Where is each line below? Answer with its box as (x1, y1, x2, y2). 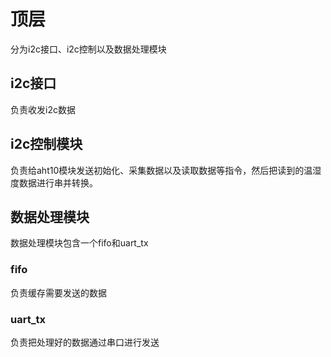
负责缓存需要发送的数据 (10, 286, 107, 299)
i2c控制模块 (10, 136, 83, 153)
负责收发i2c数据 (10, 103, 76, 115)
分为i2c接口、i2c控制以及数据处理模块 (10, 43, 167, 55)
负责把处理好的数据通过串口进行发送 (10, 336, 160, 348)
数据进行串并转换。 (18, 176, 98, 189)
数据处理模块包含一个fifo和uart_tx (10, 237, 149, 249)
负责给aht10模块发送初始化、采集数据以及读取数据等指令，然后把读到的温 (10, 164, 313, 176)
